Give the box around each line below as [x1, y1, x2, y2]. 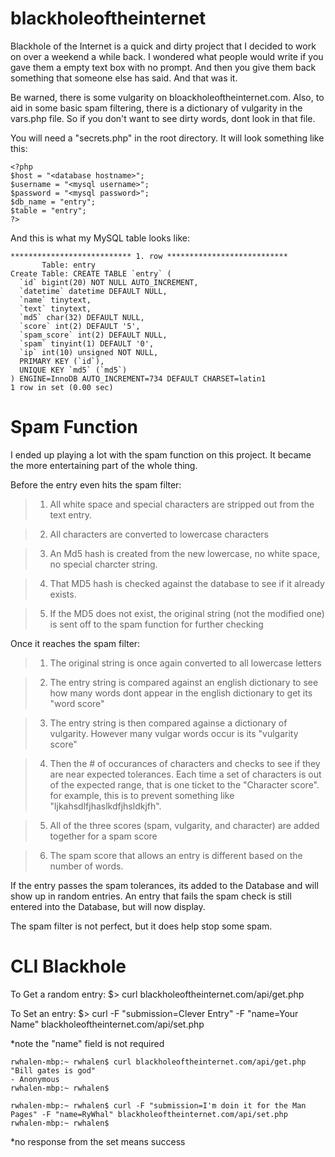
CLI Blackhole [10, 955, 127, 978]
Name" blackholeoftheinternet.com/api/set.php [10, 1018, 205, 1030]
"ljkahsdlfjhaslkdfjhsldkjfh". [49, 800, 162, 812]
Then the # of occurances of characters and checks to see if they [49, 757, 321, 769]
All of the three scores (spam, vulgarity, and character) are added [49, 819, 320, 831]
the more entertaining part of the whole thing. [10, 459, 198, 471]
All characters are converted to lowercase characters [49, 528, 269, 540]
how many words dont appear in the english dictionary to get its [49, 687, 313, 699]
